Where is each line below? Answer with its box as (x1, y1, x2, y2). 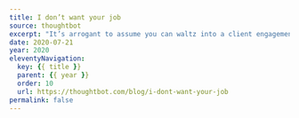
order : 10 (17, 79, 53, 88)
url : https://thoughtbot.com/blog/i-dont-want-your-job (17, 87, 229, 96)
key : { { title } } (17, 63, 82, 72)
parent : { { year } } (17, 71, 90, 80)
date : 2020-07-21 (9, 37, 74, 47)
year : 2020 (9, 46, 50, 55)
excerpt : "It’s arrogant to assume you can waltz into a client (9, 29, 253, 38)
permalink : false (9, 95, 74, 105)
